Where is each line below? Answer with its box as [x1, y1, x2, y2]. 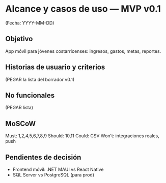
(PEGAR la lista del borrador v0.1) [5, 76, 75, 82]
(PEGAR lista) [5, 105, 33, 111]
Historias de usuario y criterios [5, 63, 105, 72]
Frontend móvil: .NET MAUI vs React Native [12, 166, 104, 172]
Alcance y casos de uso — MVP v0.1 [5, 3, 161, 15]
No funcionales [5, 91, 55, 100]
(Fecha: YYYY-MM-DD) [5, 20, 54, 26]
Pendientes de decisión [5, 153, 81, 162]
